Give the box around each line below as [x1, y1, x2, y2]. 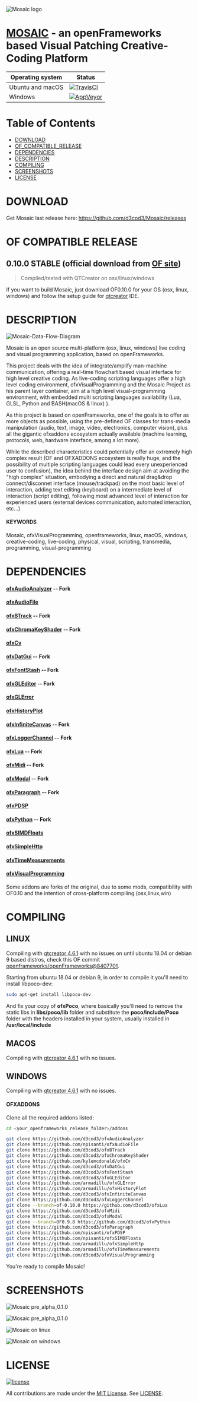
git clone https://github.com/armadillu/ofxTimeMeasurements [6, 1246, 160, 1252]
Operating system [10, 73, 63, 81]
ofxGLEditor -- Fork [6, 680, 55, 687]
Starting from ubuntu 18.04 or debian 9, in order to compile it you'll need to [6, 973, 188, 981]
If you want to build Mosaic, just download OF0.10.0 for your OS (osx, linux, [6, 286, 189, 293]
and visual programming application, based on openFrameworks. [6, 350, 164, 357]
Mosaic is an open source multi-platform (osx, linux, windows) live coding [6, 344, 186, 351]
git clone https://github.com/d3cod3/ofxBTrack [6, 1147, 126, 1153]
